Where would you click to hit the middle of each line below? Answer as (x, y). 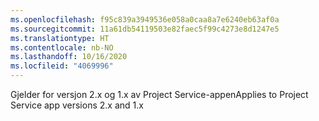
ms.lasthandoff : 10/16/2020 (69, 57)
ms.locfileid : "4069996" (62, 66)
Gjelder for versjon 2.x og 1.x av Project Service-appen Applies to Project (159, 94)
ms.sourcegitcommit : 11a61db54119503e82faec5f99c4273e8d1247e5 (145, 29)
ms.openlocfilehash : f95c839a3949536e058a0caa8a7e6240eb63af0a (145, 19)
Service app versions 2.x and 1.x (77, 105)
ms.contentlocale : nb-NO (62, 47)
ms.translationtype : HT (60, 38)
